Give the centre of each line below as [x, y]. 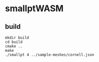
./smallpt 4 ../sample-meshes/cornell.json [50, 55]
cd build [14, 42]
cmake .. [14, 46]
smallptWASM [34, 9]
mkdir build [17, 38]
